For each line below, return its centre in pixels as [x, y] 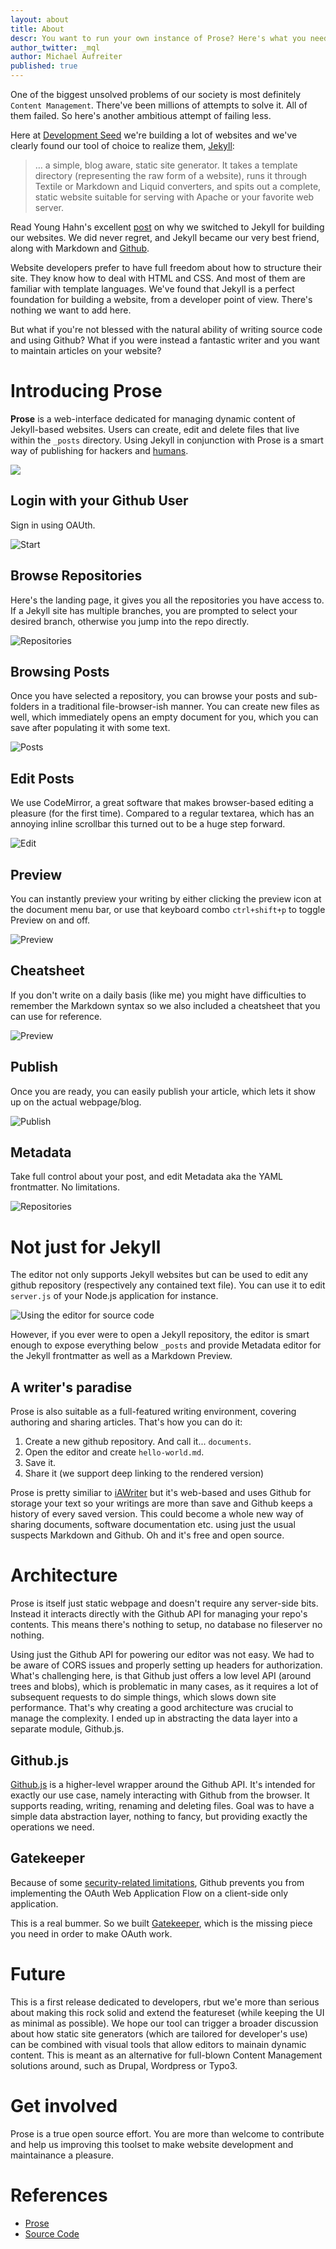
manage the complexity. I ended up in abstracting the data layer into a [154, 1718]
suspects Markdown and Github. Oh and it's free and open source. [147, 1535]
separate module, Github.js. [67, 1729]
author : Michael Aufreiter [66, 57]
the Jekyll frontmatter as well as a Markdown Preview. [121, 1356]
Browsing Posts [60, 671]
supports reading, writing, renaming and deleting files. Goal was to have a [162, 1805]
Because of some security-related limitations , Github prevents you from [157, 1882]
